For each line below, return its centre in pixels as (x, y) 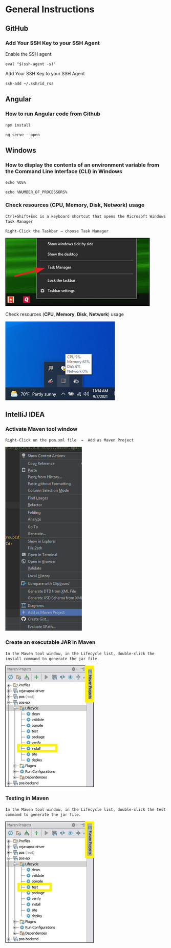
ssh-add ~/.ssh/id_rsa (29, 83)
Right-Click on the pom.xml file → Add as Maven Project (70, 440)
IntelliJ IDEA (25, 414)
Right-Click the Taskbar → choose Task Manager (57, 231)
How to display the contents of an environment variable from (82, 165)
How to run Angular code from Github (53, 114)
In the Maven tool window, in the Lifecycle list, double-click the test (86, 809)
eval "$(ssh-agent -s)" (31, 64)
